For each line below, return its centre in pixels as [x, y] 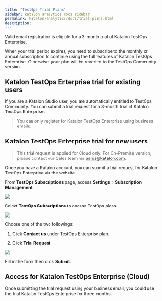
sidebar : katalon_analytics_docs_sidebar [48, 14]
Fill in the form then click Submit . [38, 261]
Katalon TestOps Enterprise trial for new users [76, 141]
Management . [19, 187]
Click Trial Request [31, 243]
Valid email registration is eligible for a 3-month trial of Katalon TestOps [76, 37]
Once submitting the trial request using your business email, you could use [80, 288]
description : [18, 23]
